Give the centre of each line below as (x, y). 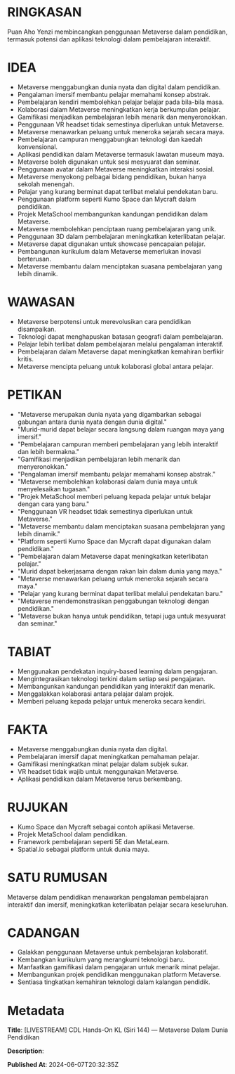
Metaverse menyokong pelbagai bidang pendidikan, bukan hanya (112, 176)
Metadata (36, 1010)
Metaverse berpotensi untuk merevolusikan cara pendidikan (104, 321)
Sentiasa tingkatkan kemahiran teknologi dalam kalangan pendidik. (114, 982)
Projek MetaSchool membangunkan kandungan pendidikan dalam (113, 214)
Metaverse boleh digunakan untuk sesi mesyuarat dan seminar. (109, 162)
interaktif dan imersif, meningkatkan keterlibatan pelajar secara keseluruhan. (118, 905)
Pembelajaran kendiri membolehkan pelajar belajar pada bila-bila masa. (121, 102)
